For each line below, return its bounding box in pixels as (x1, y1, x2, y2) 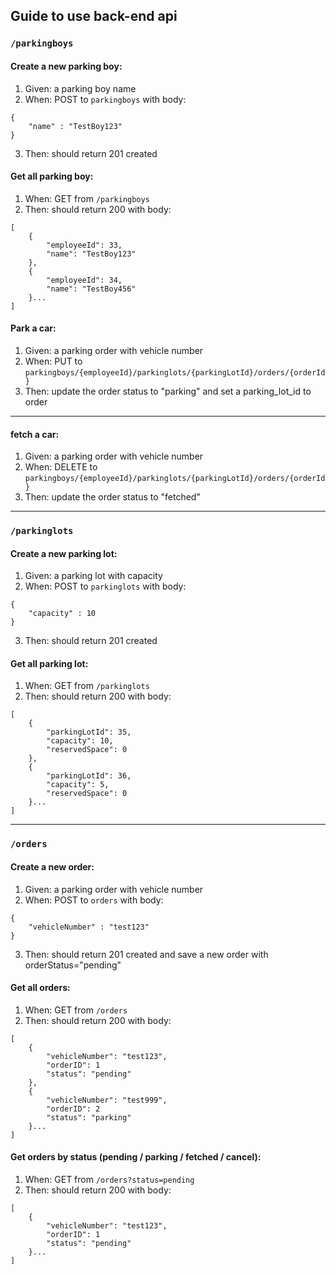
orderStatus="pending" (24, 959, 122, 971)
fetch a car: (10, 428, 60, 440)
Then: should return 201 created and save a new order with (24, 948, 269, 960)
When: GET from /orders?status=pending (24, 1173, 195, 1185)
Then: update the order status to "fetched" (24, 491, 201, 503)
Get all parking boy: (10, 170, 94, 183)
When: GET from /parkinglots (24, 680, 150, 692)
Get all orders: (10, 982, 71, 994)
